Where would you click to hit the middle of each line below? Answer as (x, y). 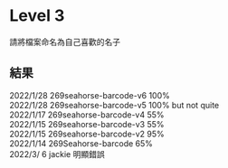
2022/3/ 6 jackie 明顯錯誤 (57, 154)
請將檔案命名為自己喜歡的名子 (65, 42)
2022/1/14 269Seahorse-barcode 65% (81, 143)
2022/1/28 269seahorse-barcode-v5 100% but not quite (114, 105)
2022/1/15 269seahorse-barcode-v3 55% (87, 124)
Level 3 (37, 16)
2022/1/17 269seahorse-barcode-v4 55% (87, 115)
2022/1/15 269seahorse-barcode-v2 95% (87, 134)
